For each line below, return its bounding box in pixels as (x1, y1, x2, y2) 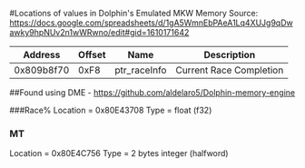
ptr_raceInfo (114, 64, 167, 76)
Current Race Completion (175, 64, 284, 76)
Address (22, 49, 61, 61)
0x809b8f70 (14, 64, 70, 76)
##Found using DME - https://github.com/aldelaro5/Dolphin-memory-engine (9, 87, 296, 98)
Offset (78, 49, 106, 61)
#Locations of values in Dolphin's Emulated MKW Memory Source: (9, 8, 259, 18)
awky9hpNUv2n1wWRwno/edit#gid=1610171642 (9, 27, 190, 37)
